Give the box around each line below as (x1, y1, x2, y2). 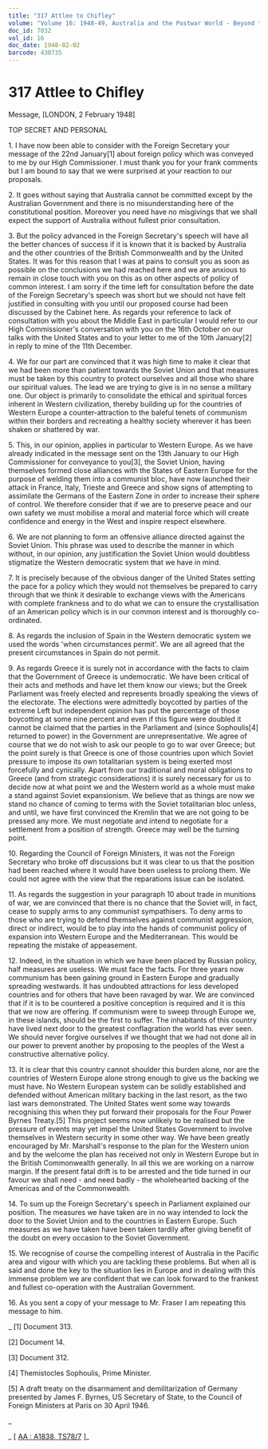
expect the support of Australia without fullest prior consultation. (8, 215, 221, 224)
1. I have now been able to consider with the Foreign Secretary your (8, 141, 230, 150)
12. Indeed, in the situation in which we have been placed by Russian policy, (8, 955, 258, 965)
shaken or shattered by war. (8, 424, 100, 434)
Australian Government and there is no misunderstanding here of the (8, 198, 234, 208)
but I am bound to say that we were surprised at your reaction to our (8, 165, 233, 176)
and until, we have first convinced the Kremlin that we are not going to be (8, 808, 250, 817)
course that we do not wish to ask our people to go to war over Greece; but (8, 740, 255, 749)
